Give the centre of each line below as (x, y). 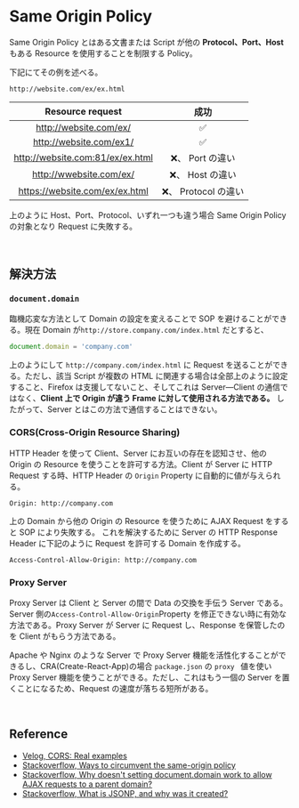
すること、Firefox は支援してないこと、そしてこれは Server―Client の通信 (145, 387)
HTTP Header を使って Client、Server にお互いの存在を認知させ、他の (138, 453)
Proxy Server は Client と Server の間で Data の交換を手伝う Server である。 (149, 603)
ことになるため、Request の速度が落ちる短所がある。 (115, 689)
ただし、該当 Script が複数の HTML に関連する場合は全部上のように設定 (156, 376)
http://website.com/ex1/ (83, 141)
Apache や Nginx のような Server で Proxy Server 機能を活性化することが (144, 655)
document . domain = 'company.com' (71, 346)
